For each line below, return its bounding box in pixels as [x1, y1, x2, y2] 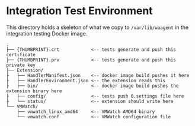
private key [6, 62, 36, 68]
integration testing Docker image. [6, 30, 88, 37]
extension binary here [6, 88, 62, 94]
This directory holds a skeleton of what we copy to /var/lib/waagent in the [6, 24, 188, 31]
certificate [6, 51, 36, 57]
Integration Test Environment [6, 4, 153, 18]
